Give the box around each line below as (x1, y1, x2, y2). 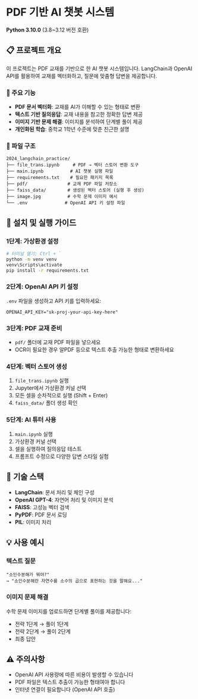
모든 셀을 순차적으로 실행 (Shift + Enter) (14, 392, 108, 399)
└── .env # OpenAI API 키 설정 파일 (6, 200, 125, 206)
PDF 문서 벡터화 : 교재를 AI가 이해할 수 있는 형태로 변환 (14, 104, 141, 111)
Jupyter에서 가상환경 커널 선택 (14, 384, 86, 391)
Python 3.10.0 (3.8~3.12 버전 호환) (6, 26, 89, 33)
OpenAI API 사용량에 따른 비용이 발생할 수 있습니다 (14, 671, 134, 678)
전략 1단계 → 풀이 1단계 (14, 620, 69, 628)
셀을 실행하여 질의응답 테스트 (14, 445, 82, 452)
